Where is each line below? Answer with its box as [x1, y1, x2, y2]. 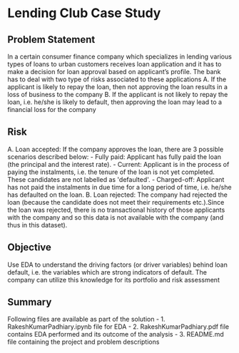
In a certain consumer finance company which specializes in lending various [7, 52, 232, 61]
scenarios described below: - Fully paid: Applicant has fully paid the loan [7, 152, 222, 161]
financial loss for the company [7, 106, 96, 113]
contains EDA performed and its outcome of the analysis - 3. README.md [7, 330, 224, 339]
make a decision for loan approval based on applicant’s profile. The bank [7, 68, 221, 76]
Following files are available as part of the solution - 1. [7, 315, 166, 324]
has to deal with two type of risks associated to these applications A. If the [7, 75, 227, 83]
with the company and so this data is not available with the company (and [7, 213, 223, 222]
